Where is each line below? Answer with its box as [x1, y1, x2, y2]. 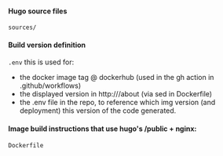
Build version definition [8, 40, 86, 49]
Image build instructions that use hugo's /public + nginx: [8, 124, 197, 133]
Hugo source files [8, 6, 68, 16]
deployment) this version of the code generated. [19, 106, 177, 115]
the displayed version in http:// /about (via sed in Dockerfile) [19, 89, 213, 99]
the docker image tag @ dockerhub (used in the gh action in [19, 73, 214, 82]
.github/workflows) [19, 81, 81, 90]
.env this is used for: [8, 57, 75, 67]
